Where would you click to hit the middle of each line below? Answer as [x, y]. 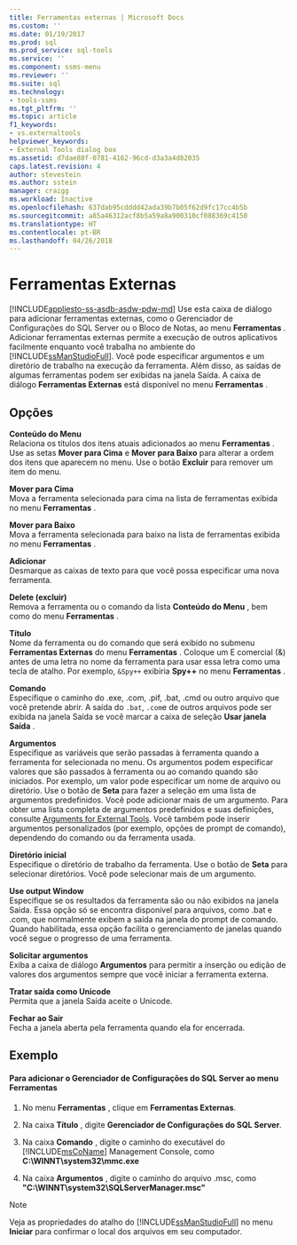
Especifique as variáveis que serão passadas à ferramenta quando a [134, 753]
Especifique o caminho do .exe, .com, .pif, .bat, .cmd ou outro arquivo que [144, 698]
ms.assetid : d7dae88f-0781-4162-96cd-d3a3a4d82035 [105, 158]
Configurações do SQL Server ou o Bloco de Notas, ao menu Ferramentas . [148, 328]
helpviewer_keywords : [49, 141]
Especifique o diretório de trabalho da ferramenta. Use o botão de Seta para [148, 864]
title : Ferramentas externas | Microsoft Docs [97, 17]
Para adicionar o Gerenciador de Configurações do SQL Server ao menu [144, 1078]
